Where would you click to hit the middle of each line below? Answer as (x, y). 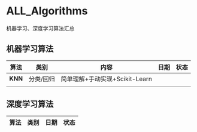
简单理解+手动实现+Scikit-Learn (107, 79)
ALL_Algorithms (47, 11)
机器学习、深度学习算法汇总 (40, 28)
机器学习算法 (30, 49)
